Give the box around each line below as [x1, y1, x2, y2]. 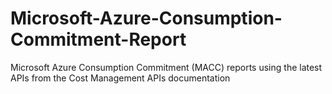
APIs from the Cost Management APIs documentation [10, 72, 231, 84]
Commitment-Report [10, 28, 187, 51]
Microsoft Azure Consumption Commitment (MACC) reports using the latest [10, 61, 323, 73]
